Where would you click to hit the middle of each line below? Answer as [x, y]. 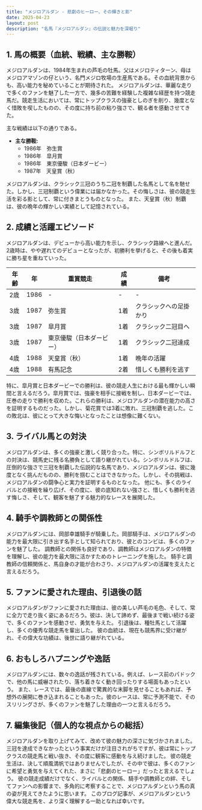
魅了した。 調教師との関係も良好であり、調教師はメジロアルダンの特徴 [104, 549]
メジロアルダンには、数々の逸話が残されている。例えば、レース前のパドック [101, 674]
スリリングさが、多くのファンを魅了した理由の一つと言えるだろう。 [90, 705]
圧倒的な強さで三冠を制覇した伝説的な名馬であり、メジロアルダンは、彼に [98, 467]
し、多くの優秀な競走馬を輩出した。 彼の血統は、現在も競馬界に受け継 [94, 631]
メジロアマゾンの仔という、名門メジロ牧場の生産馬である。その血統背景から [101, 78]
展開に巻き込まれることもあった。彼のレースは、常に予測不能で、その [109, 697]
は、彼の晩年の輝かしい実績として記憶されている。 [69, 207]
